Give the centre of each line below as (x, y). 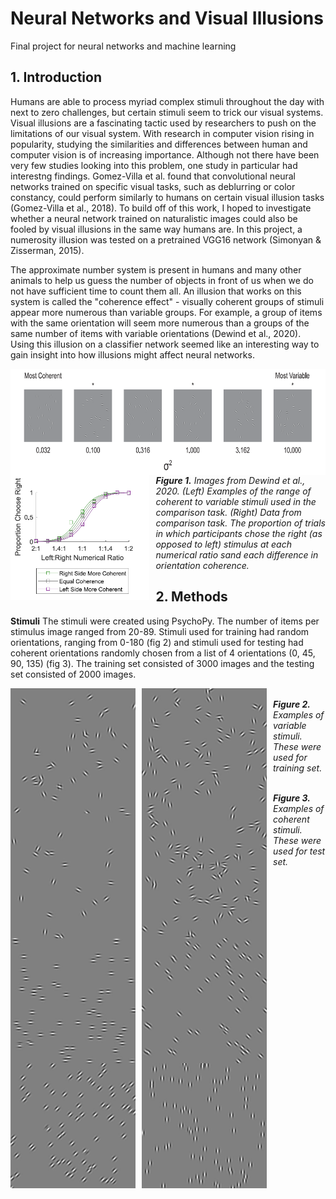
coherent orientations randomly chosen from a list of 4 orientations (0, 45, (163, 653)
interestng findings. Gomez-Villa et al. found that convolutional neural (153, 176)
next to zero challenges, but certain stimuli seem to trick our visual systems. (167, 112)
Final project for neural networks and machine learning (123, 46)
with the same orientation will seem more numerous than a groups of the (160, 323)
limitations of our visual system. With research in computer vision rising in (162, 133)
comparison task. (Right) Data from (228, 512)
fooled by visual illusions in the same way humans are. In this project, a (156, 229)
